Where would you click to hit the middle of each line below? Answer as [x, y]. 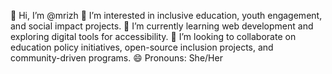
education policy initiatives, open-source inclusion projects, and [142, 47]
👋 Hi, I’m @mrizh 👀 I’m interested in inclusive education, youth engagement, [166, 15]
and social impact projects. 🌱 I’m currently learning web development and [162, 26]
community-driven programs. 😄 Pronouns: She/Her [116, 58]
